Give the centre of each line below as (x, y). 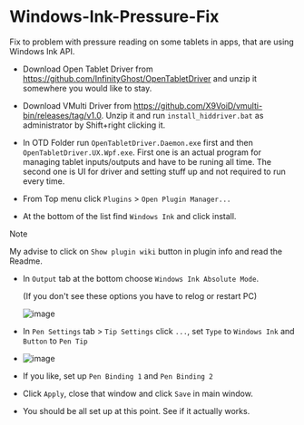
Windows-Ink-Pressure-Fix (114, 17)
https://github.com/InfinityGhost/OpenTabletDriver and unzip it (139, 78)
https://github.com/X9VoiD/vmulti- (198, 105)
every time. (44, 181)
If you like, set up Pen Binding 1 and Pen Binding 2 (118, 376)
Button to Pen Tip (55, 341)
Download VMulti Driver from (77, 105)
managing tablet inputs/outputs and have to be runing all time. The (147, 161)
